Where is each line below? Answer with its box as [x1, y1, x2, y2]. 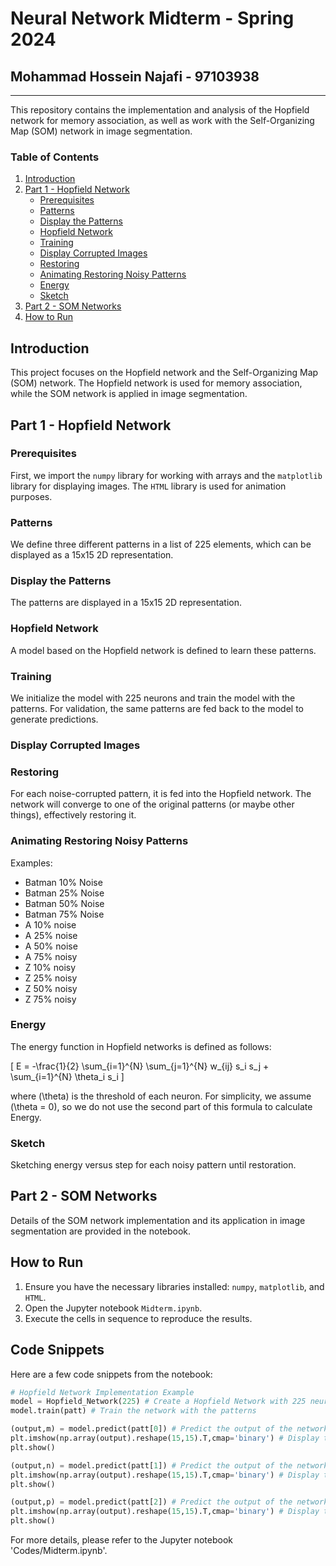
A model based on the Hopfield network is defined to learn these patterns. [10, 644, 317, 656]
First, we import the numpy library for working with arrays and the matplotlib [10, 469, 323, 481]
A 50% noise [24, 940, 78, 952]
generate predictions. [10, 713, 99, 725]
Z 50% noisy [24, 982, 78, 994]
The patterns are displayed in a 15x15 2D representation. [10, 597, 243, 609]
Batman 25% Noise [24, 887, 105, 899]
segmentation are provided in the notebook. [10, 1225, 192, 1237]
